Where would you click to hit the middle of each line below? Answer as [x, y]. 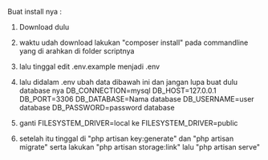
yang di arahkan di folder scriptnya [77, 51]
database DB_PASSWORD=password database [97, 108]
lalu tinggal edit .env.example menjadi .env [89, 66]
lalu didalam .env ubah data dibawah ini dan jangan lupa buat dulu [128, 82]
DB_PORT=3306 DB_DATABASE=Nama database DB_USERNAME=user [136, 99]
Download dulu [44, 27]
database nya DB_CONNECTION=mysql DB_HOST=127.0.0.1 [118, 90]
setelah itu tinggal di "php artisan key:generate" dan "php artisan [126, 138]
